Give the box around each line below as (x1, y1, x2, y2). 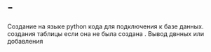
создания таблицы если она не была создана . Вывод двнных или (7, 29, 205, 37)
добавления (7, 37, 43, 45)
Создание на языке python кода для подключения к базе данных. (7, 22, 204, 31)
